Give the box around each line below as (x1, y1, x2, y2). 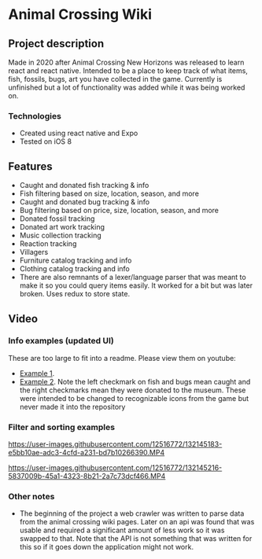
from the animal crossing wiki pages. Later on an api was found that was (19, 517, 255, 527)
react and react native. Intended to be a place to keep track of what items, (8, 66, 248, 75)
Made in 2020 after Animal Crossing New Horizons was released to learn (8, 57, 245, 67)
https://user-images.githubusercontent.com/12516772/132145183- (8, 439, 223, 449)
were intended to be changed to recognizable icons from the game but (19, 393, 249, 403)
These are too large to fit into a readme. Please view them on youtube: (8, 353, 236, 362)
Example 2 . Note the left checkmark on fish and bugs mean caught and (19, 377, 251, 386)
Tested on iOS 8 (19, 137, 72, 146)
